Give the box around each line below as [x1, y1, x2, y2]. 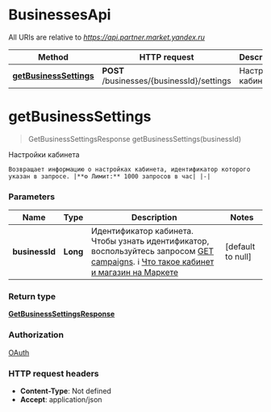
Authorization [8, 329, 65, 340]
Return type [8, 291, 56, 302]
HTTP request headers [8, 368, 99, 379]
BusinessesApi [8, 6, 111, 24]
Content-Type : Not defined [19, 386, 111, 396]
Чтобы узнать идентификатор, [91, 235, 210, 247]
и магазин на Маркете [91, 267, 179, 278]
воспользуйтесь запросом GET [91, 246, 215, 257]
